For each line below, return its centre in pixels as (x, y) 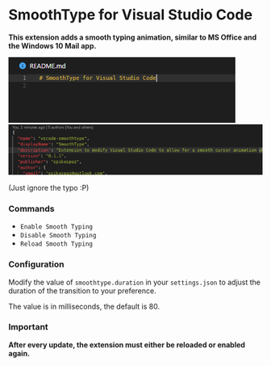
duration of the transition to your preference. (82, 290)
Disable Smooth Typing (58, 236)
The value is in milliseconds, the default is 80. (84, 306)
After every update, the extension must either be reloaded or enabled (127, 344)
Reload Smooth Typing (56, 244)
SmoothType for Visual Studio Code (130, 15)
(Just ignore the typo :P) (49, 187)
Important (28, 327)
